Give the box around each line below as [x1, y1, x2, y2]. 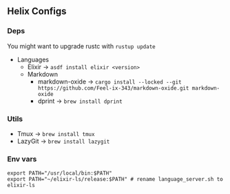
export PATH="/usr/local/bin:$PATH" [7, 170, 112, 177]
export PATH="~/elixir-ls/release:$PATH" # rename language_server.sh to [7, 176, 224, 183]
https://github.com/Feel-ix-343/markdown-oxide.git [37, 84, 189, 92]
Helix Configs [7, 6, 67, 17]
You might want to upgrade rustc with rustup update [7, 41, 156, 50]
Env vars [7, 154, 37, 164]
